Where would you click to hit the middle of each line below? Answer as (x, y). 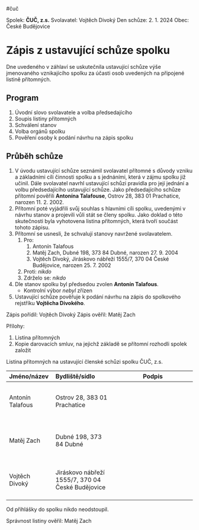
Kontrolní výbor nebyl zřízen (58, 290)
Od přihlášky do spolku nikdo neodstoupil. (57, 509)
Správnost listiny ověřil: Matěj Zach (49, 521)
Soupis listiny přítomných (46, 119)
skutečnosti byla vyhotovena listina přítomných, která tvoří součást (96, 221)
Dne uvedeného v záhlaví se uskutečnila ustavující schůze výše (84, 66)
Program (23, 98)
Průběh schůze (35, 156)
